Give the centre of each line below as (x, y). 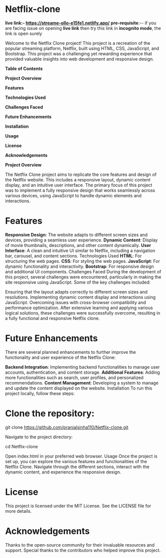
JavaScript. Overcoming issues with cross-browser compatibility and (76, 302)
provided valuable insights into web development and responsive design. (80, 59)
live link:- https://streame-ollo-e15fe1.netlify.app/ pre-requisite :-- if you (81, 23)
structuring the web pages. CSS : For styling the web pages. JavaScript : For (83, 261)
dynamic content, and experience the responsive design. (63, 472)
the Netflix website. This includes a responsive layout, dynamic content (78, 179)
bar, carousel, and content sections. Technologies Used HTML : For (74, 256)
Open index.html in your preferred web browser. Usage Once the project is (81, 456)
